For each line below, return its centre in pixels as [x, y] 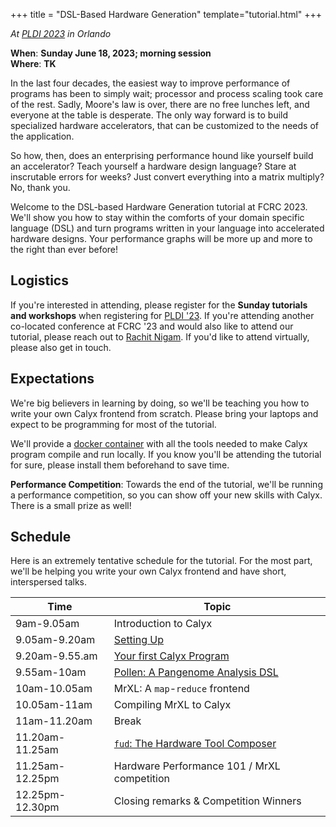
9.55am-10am [51, 672]
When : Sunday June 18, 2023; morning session [111, 53]
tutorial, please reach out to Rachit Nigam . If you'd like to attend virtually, [160, 336]
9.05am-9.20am [55, 640]
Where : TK [33, 63]
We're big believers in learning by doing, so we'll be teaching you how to [160, 403]
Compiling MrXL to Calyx [172, 705]
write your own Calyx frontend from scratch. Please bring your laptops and [164, 413]
